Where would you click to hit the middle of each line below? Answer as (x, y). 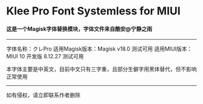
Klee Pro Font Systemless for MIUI (93, 11)
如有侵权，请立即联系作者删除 (43, 95)
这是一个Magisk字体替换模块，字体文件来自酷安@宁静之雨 (79, 29)
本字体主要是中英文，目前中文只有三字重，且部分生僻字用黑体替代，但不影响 (101, 69)
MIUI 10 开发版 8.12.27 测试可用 (45, 57)
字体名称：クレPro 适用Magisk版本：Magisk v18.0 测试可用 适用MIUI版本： (99, 49)
